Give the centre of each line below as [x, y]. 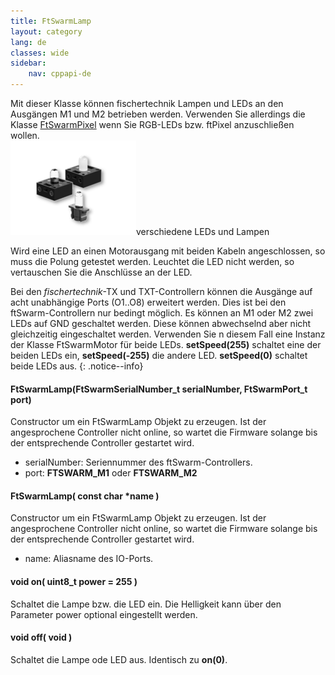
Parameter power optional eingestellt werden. [104, 614]
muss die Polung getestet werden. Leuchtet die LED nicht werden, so [152, 261]
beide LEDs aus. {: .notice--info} [77, 366]
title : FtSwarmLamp [51, 21]
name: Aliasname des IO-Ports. [89, 559]
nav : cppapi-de [60, 74]
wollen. [25, 135]
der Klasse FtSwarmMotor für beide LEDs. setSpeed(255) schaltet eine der [166, 344]
